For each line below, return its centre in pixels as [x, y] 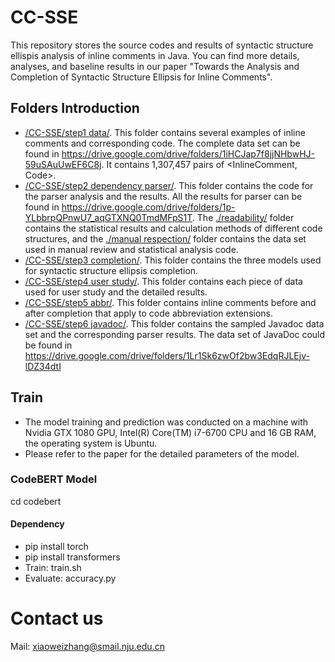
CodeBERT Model [54, 479]
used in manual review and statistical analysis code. [131, 249]
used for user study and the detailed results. [116, 292]
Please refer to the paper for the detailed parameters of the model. [162, 453]
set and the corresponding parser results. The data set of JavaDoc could [175, 334]
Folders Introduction [75, 108]
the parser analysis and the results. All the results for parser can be [163, 196]
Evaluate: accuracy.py [70, 578]
